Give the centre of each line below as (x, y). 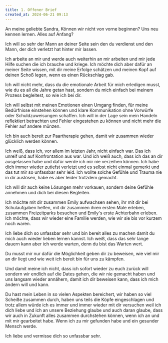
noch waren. (18, 223)
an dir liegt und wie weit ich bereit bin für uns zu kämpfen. (65, 259)
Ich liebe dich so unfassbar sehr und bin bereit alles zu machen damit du (80, 233)
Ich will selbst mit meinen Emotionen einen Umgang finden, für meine (77, 105)
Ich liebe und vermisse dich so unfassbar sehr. (53, 335)
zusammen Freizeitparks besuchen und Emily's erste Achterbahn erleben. (81, 213)
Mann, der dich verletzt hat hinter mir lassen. (51, 49)
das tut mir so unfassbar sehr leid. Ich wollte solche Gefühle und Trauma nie (84, 172)
